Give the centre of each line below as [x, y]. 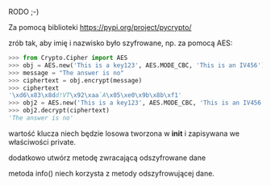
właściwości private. [42, 142]
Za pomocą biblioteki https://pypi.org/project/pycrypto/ [100, 27]
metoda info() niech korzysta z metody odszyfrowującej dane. [112, 173]
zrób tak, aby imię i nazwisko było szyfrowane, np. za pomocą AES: [121, 43]
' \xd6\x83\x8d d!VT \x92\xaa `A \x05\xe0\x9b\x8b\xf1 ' [95, 95]
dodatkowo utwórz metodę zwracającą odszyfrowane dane [107, 158]
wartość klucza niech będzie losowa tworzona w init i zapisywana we [124, 133]
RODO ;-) [24, 12]
